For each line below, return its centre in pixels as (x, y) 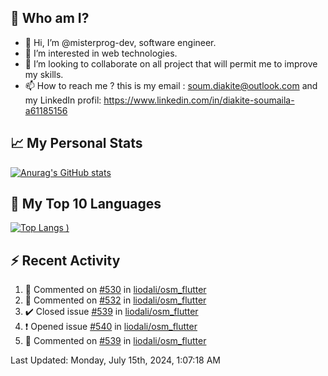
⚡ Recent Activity (65, 260)
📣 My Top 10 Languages (86, 204)
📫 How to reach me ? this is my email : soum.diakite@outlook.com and (171, 85)
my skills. (44, 74)
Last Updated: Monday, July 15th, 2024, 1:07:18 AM (115, 360)
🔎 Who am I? (50, 18)
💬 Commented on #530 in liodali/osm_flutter (115, 290)
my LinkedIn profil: (63, 100)
